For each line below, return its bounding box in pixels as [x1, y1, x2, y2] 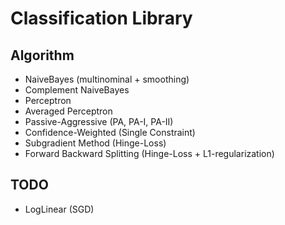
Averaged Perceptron [24, 105, 113, 117]
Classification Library [10, 7, 193, 30]
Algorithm [10, 47, 75, 64]
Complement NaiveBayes [24, 84, 130, 96]
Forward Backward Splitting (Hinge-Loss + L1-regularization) [24, 148, 275, 159]
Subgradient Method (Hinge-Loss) [24, 137, 167, 149]
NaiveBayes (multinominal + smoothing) [24, 73, 190, 85]
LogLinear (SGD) [24, 203, 95, 215]
